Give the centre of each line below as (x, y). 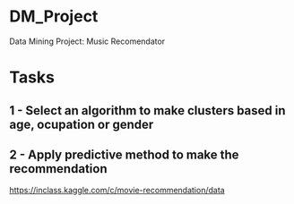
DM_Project (54, 17)
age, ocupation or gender (82, 124)
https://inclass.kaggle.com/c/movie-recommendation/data (117, 191)
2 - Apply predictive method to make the (124, 154)
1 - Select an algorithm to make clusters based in (147, 110)
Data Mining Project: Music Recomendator (87, 41)
